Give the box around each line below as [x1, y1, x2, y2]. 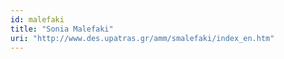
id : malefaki [10, 14, 65, 25]
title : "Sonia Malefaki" [10, 24, 114, 34]
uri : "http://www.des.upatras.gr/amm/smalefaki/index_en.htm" [10, 33, 275, 43]
